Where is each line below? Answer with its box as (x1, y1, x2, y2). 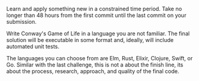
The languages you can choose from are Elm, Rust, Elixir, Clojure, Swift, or (6, 55, 193, 62)
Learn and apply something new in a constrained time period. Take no (6, 5, 182, 12)
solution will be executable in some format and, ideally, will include (6, 37, 174, 43)
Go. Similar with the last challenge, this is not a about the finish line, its (6, 61, 184, 68)
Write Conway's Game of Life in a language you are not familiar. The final (6, 30, 190, 37)
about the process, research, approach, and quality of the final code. (6, 68, 179, 75)
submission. (6, 18, 37, 25)
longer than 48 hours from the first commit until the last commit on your (6, 12, 187, 19)
